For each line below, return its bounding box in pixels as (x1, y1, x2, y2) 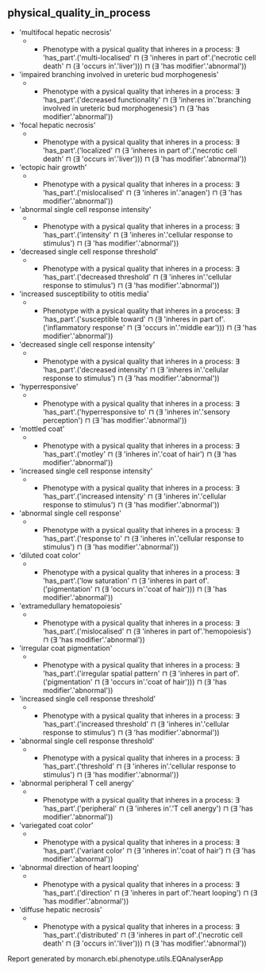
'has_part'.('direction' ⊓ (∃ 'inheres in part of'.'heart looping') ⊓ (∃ (42, 888, 258, 897)
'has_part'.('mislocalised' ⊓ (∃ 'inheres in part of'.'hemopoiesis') (42, 626, 252, 636)
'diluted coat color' (18, 550, 81, 560)
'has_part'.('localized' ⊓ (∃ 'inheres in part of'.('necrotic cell (42, 145, 237, 155)
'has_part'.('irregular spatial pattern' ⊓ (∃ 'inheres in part (42, 669, 228, 678)
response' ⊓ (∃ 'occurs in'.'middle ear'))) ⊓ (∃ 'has (92, 322, 257, 332)
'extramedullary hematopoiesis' (18, 601, 122, 611)
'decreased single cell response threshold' (18, 246, 159, 256)
